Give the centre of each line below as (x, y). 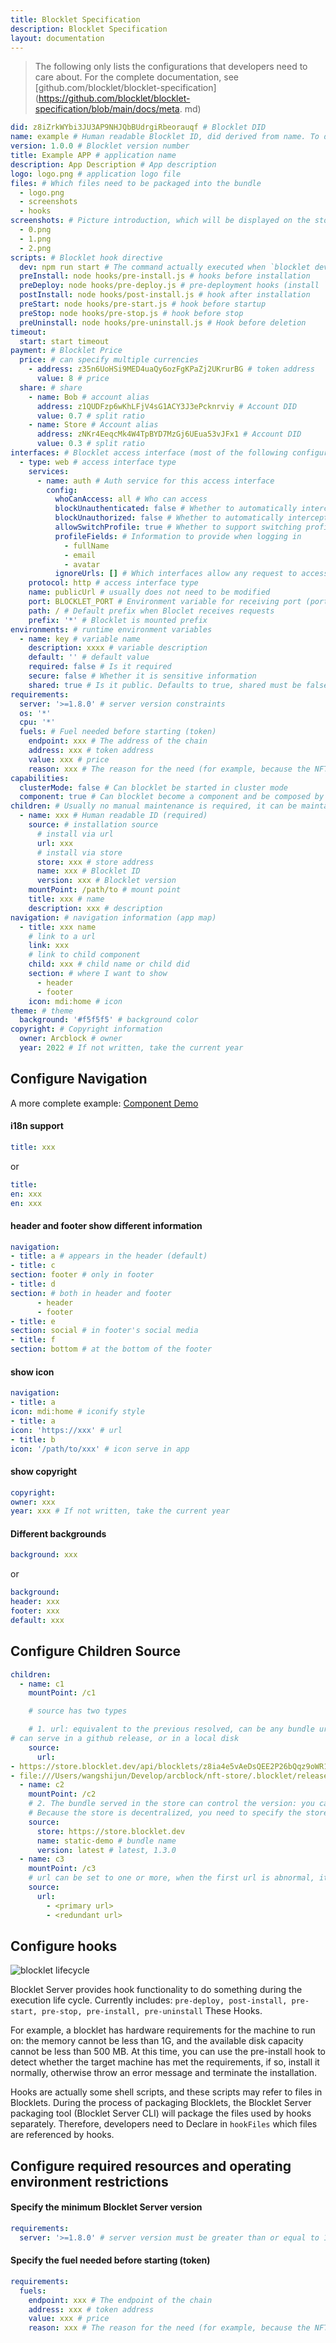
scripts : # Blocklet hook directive (86, 257)
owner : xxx (33, 1502)
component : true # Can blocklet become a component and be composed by (172, 797)
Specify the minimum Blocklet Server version (106, 2207)
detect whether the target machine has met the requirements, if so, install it (165, 2062)
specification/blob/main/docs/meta (107, 109)
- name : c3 (42, 1859)
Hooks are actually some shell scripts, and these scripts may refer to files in (166, 2092)
